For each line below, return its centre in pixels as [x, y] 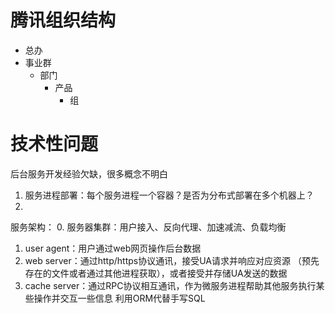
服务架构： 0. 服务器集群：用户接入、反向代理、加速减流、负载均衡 [148, 227]
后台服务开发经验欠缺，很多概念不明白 [89, 173]
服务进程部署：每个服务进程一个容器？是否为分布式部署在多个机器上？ [169, 195]
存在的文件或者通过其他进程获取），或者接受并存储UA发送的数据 [156, 273]
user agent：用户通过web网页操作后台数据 [113, 248]
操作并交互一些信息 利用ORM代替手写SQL [119, 298]
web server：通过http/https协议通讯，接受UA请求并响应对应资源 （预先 [172, 260]
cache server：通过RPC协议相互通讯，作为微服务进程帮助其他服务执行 [170, 285]
